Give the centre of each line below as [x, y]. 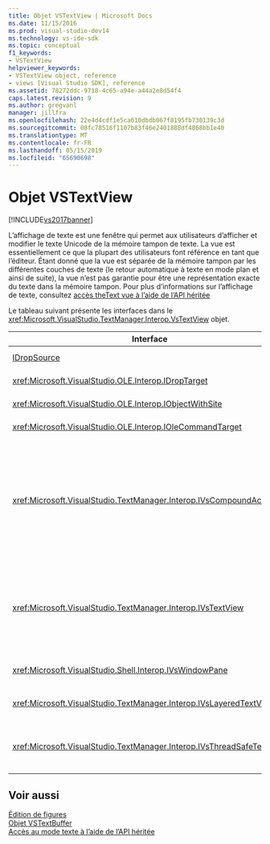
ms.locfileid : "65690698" [51, 158]
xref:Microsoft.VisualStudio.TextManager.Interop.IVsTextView [128, 608]
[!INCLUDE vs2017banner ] [51, 220]
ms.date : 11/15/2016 [43, 23]
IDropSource [36, 358]
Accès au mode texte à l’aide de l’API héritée [82, 832]
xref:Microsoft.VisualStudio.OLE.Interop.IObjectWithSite [117, 404]
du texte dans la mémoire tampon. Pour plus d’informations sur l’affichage [131, 287]
